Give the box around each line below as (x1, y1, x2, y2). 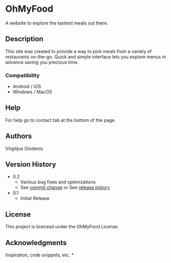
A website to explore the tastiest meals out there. (5, 20, 109, 26)
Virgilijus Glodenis (5, 145, 43, 151)
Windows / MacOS (12, 89, 52, 95)
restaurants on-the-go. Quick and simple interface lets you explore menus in (5, 54, 166, 60)
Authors (5, 132, 32, 141)
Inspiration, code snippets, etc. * (5, 252, 74, 258)
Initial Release (20, 195, 50, 201)
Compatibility (5, 72, 40, 79)
